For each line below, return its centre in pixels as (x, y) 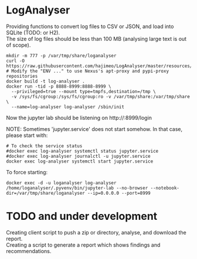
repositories (22, 76)
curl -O (16, 61)
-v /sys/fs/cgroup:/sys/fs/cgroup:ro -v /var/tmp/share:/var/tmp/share (101, 96)
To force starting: (27, 172)
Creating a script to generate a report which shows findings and (83, 245)
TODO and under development (82, 216)
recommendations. (29, 251)
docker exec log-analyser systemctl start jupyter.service (80, 161)
